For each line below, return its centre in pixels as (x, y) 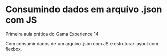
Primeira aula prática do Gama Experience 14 (52, 34)
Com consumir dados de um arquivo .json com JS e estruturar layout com (82, 43)
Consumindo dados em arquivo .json (84, 9)
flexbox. (14, 49)
